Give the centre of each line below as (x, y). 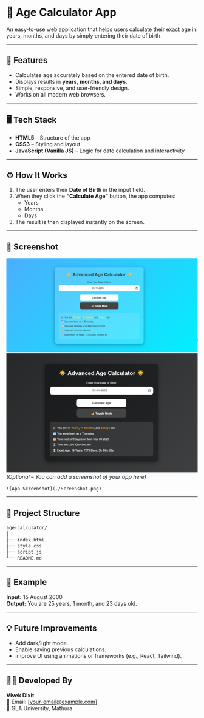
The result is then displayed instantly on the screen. (80, 222)
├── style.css (24, 546)
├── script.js (24, 552)
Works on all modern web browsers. (60, 94)
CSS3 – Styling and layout (48, 144)
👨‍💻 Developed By (39, 681)
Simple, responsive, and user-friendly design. (72, 88)
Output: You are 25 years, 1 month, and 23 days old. (72, 603)
